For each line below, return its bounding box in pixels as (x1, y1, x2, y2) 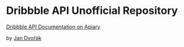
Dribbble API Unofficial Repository (6, 4, 178, 17)
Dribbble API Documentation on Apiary (6, 23, 101, 30)
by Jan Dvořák (6, 34, 42, 41)
